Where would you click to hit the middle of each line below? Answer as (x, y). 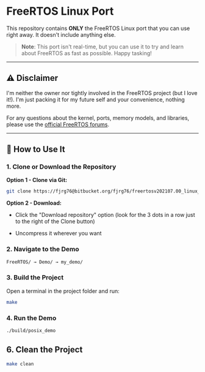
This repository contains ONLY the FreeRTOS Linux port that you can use (98, 28)
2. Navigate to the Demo (43, 249)
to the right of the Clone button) (55, 221)
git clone (19, 191)
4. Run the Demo (31, 318)
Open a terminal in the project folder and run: (63, 291)
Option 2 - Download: (34, 203)
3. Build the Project (35, 278)
